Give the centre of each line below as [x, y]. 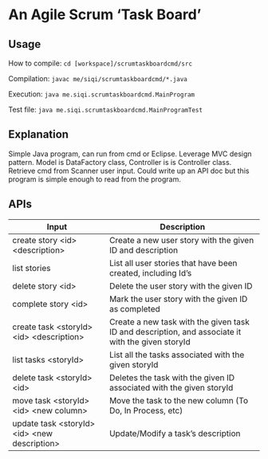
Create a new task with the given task [179, 322]
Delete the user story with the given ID [181, 286]
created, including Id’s [150, 273]
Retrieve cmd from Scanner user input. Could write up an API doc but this [129, 171]
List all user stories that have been [173, 263]
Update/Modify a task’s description [175, 433]
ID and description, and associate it [175, 331]
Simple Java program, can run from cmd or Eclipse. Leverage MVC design [130, 154]
